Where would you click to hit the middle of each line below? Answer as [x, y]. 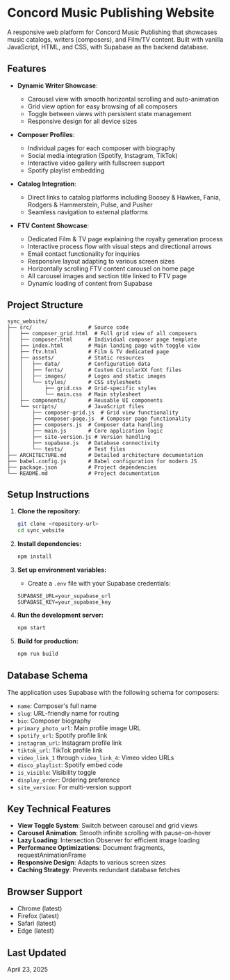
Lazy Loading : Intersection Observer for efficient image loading [108, 840]
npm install [34, 557]
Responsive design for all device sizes [82, 121]
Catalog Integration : [47, 184]
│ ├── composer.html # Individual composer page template [102, 339]
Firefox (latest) [38, 916]
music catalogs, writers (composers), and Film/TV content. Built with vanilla [115, 39]
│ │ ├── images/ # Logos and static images [87, 376]
